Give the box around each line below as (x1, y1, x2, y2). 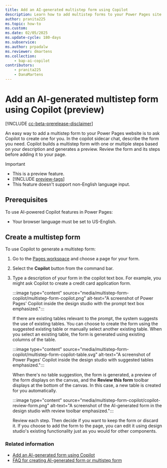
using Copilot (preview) (5, 104, 105, 116)
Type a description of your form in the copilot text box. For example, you (12, 275, 161, 281)
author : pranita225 (5, 16, 46, 21)
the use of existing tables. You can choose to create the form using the (12, 321, 159, 327)
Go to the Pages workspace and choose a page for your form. (12, 256, 140, 262)
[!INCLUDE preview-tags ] (12, 176, 65, 182)
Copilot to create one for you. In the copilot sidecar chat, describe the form (5, 135, 160, 141)
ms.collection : (5, 53, 37, 59)
